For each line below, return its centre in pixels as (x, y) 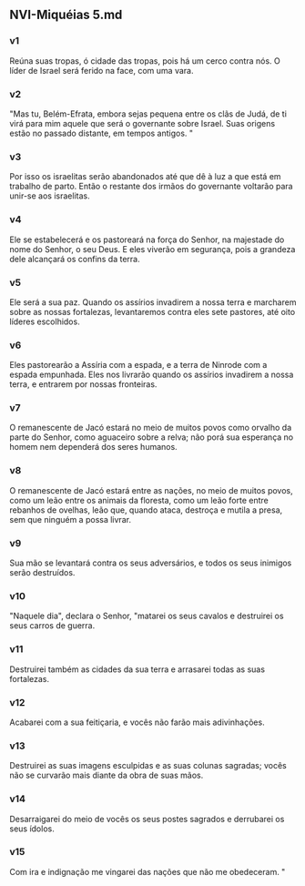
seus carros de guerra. (52, 626)
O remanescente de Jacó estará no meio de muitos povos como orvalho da (151, 428)
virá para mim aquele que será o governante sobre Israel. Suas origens (142, 123)
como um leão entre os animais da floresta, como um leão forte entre (139, 500)
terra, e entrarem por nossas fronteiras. (83, 384)
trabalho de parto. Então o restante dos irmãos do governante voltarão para (151, 187)
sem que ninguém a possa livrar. (71, 519)
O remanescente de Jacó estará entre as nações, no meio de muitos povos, (151, 490)
